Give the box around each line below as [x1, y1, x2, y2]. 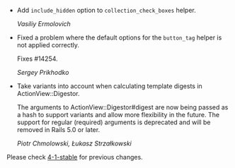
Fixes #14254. [16, 54, 58, 63]
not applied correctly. [16, 41, 79, 49]
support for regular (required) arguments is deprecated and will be [16, 118, 211, 126]
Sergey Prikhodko [16, 68, 69, 76]
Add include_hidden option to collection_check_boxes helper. [16, 6, 196, 14]
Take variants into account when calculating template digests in [16, 82, 202, 90]
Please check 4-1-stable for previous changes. [6, 153, 143, 161]
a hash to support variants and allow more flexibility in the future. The [16, 111, 220, 119]
